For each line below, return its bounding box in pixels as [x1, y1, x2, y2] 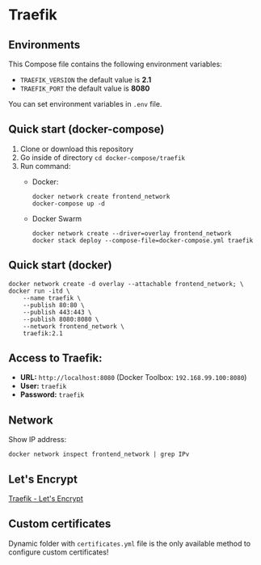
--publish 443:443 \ [23, 308, 92, 316]
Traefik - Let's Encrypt [8, 494, 83, 504]
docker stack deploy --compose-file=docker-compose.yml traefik [32, 236, 254, 244]
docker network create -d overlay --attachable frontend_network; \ [8, 280, 244, 288]
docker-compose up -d [32, 200, 105, 208]
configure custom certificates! [8, 547, 109, 557]
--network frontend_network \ [23, 322, 125, 331]
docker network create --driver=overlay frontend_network [32, 229, 232, 238]
